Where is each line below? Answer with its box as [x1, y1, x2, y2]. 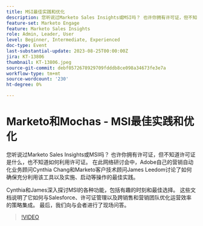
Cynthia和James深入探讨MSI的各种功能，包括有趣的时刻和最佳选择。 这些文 [6, 186, 196, 193]
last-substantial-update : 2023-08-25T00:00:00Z [6, 48, 129, 54]
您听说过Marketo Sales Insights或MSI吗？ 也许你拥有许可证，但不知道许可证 [6, 151, 196, 158]
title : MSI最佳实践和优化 [6, 8, 65, 15]
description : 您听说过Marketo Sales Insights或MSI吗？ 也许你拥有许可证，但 [6, 14, 188, 20]
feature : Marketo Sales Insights [6, 25, 91, 32]
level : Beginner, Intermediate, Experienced [6, 37, 120, 43]
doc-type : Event [6, 43, 47, 49]
